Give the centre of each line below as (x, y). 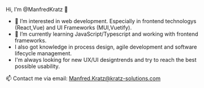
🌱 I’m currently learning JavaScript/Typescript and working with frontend (106, 34)
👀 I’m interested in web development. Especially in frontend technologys (105, 21)
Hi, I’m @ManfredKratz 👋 (37, 9)
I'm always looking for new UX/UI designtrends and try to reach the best (105, 60)
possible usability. (37, 66)
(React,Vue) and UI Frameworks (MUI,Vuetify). (73, 28)
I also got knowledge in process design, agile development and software (106, 47)
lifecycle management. (43, 53)
